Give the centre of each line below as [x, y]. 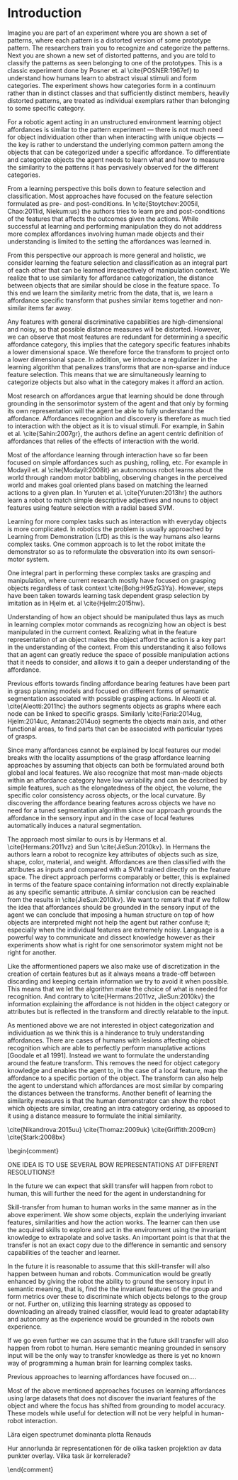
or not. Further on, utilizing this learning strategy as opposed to [100, 1304]
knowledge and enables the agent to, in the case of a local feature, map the [118, 1070]
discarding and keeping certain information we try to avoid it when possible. [118, 981]
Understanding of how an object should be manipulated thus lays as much [116, 616]
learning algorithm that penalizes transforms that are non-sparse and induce [119, 366]
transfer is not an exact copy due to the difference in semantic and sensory [117, 1245]
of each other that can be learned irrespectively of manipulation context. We [119, 270]
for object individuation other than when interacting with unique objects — [116, 137]
